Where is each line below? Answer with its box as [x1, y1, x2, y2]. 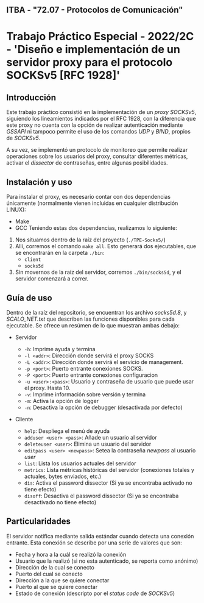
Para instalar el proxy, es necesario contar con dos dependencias [6, 193, 171, 201]
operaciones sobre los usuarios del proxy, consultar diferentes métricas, [6, 152, 188, 160]
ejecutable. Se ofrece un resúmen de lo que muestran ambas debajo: [6, 322, 180, 329]
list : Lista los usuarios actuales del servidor [24, 460, 136, 467]
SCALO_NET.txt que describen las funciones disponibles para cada [6, 315, 175, 323]
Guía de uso [6, 293, 53, 303]
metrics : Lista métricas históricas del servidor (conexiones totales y [24, 466, 195, 474]
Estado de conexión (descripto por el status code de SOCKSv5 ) [15, 590, 175, 597]
